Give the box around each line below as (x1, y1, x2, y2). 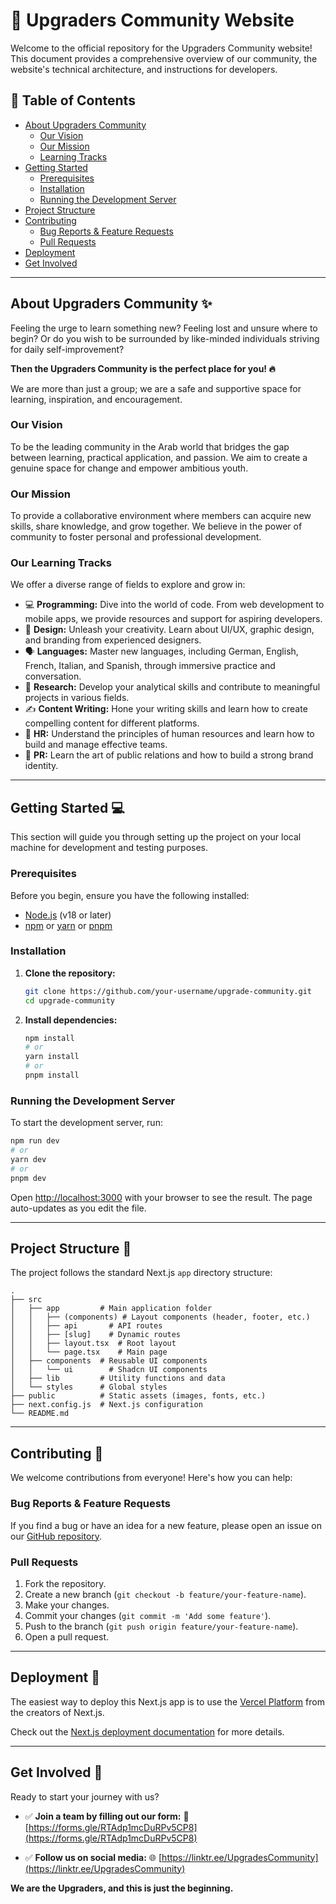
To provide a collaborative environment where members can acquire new (10, 510, 312, 522)
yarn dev (10, 1155, 47, 1165)
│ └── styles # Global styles (10, 1382, 168, 1393)
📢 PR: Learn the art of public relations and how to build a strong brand (24, 749, 314, 761)
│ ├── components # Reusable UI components (10, 1356, 208, 1366)
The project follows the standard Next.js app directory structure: (10, 1267, 273, 1279)
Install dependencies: (24, 1014, 118, 1026)
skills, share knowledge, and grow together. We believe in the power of (10, 520, 303, 533)
